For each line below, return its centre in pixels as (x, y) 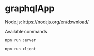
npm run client (21, 49)
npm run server (21, 40)
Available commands (26, 31)
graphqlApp (30, 9)
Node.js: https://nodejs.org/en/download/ (47, 22)
